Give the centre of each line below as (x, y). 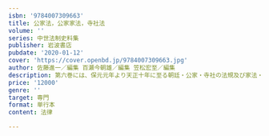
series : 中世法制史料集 (44, 38)
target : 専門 (29, 98)
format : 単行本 (32, 105)
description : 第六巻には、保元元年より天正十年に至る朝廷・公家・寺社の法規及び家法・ (136, 75)
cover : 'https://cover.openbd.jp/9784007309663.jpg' (98, 61)
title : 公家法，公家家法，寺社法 (57, 23)
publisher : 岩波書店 (40, 46)
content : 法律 (31, 113)
